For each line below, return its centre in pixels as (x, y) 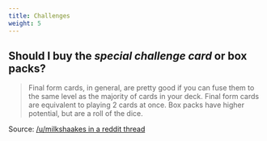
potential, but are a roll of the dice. (85, 114)
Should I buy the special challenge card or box (128, 56)
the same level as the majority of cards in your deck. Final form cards (144, 97)
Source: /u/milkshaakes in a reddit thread (77, 129)
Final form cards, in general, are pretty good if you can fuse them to (141, 88)
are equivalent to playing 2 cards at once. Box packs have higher (136, 105)
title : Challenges (39, 16)
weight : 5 (25, 23)
